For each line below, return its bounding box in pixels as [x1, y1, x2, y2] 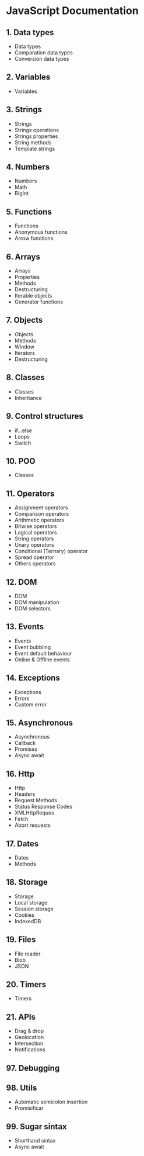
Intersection [14, 1040, 44, 1047]
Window [14, 343, 35, 350]
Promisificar [14, 1105, 44, 1112]
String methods [14, 139, 52, 146]
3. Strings [6, 105, 43, 115]
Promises [14, 746, 37, 753]
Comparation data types [14, 49, 73, 56]
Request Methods [14, 797, 57, 804]
